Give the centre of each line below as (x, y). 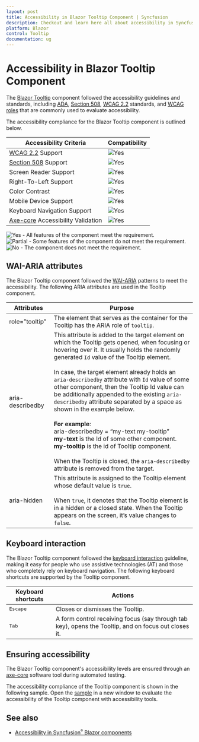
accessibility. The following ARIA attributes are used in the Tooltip (86, 287)
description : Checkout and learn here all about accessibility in (90, 23)
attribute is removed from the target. (104, 468)
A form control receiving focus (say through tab (121, 619)
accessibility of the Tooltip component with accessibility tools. (82, 699)
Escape (18, 609)
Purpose (122, 307)
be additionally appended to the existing (110, 394)
